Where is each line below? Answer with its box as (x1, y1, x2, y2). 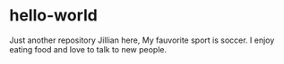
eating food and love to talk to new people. (9, 44, 168, 54)
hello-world (9, 5, 99, 26)
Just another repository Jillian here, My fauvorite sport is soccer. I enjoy (9, 35, 275, 45)
